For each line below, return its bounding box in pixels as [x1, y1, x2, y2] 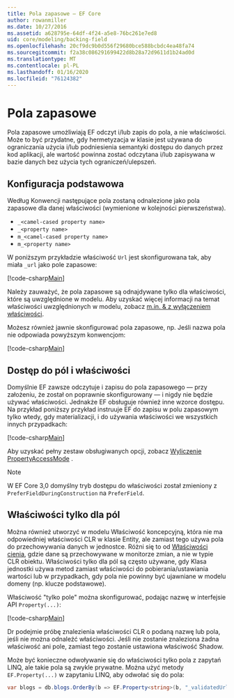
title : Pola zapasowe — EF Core [7, 10, 101, 17]
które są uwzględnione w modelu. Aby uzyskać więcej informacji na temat [7, 295, 220, 303]
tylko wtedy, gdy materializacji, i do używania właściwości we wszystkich [7, 412, 218, 420]
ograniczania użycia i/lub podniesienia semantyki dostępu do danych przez [7, 143, 224, 151]
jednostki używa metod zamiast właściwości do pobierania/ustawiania [7, 564, 209, 572]
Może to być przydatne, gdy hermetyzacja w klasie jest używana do [7, 135, 203, 144]
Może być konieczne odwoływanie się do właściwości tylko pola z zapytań [7, 655, 221, 664]
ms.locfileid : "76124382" [7, 75, 82, 82]
